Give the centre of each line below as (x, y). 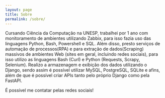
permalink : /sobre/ (25, 19)
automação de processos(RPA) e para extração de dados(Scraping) (75, 49)
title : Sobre (19, 14)
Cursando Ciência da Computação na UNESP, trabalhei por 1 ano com (77, 33)
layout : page (19, 10)
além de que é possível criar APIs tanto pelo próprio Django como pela (78, 76)
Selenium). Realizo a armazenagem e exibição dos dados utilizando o (76, 65)
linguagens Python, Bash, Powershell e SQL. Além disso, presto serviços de (83, 44)
